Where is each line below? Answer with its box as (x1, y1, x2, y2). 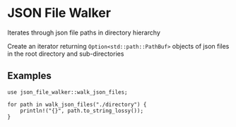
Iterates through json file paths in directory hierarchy (7, 28, 161, 37)
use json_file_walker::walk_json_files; (7, 88, 129, 96)
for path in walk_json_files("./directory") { (7, 101, 147, 108)
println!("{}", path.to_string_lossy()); (20, 107, 143, 114)
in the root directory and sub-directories (7, 49, 124, 58)
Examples (7, 70, 52, 82)
